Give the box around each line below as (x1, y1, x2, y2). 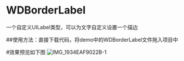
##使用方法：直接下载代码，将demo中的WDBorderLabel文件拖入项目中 (6, 36, 178, 43)
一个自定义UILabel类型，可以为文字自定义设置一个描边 (6, 23, 138, 30)
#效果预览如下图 (6, 48, 46, 56)
